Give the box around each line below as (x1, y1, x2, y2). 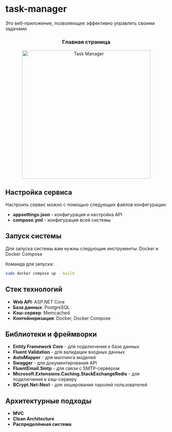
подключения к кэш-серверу (12, 376, 77, 383)
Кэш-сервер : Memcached (12, 309, 70, 316)
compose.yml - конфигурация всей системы (12, 217, 111, 223)
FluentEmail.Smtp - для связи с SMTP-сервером (12, 365, 120, 371)
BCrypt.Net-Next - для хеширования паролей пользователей (12, 382, 147, 388)
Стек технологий (5, 285, 63, 294)
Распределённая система (12, 421, 72, 427)
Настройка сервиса (5, 188, 72, 197)
